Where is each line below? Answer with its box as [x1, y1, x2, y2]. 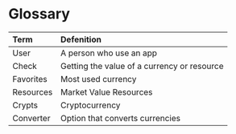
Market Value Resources [60, 86, 153, 97]
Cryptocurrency [60, 99, 121, 111]
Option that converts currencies [60, 112, 181, 124]
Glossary [8, 5, 71, 23]
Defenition [60, 34, 102, 45]
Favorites [12, 73, 48, 84]
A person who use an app [60, 47, 158, 59]
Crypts [12, 99, 39, 111]
